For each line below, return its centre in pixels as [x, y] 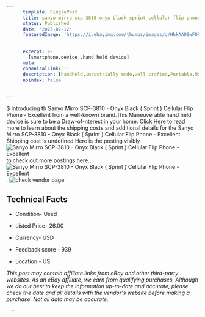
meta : [29, 63]
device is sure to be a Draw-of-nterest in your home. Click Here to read [96, 121]
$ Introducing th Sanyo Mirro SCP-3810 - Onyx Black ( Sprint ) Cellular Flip [100, 108]
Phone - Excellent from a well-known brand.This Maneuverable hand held [99, 115]
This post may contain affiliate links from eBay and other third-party [92, 273]
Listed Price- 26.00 [39, 226]
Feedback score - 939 [43, 249]
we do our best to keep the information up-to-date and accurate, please [97, 286]
